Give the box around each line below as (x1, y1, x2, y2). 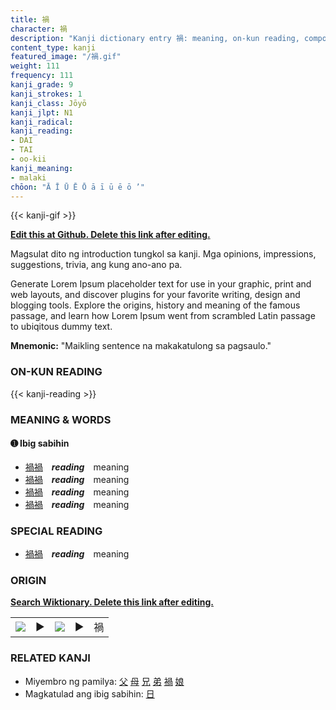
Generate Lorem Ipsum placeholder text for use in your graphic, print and (10, 278, 312, 290)
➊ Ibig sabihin (10, 437, 70, 450)
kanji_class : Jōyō (10, 98, 87, 108)
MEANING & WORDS (10, 412, 112, 426)
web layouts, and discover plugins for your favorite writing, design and (10, 289, 301, 301)
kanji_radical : (10, 117, 74, 127)
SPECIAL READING (10, 524, 103, 538)
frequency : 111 (10, 71, 74, 81)
